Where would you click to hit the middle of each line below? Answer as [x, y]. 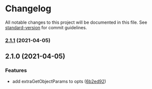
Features [16, 71]
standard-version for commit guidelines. [46, 27]
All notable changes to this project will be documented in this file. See [76, 22]
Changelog [28, 9]
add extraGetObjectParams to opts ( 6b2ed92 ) [59, 81]
